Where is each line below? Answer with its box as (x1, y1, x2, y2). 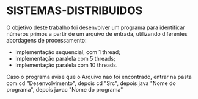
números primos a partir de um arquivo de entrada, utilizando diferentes (6, 30, 188, 37)
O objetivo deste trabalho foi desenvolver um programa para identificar (6, 24, 185, 31)
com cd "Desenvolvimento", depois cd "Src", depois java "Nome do (6, 80, 176, 87)
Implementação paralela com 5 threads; (15, 55, 116, 62)
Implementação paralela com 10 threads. (15, 61, 118, 69)
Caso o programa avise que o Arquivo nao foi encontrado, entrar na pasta (6, 73, 193, 80)
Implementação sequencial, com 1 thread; (15, 48, 121, 55)
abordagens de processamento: (6, 36, 87, 44)
